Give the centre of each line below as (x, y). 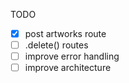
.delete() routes (56, 45)
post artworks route (65, 33)
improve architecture (68, 68)
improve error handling (72, 56)
